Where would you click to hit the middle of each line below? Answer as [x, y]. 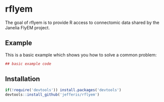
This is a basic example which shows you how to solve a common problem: [81, 55]
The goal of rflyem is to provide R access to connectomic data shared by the [82, 22]
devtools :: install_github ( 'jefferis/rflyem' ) [52, 95]
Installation [23, 79]
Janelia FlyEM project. [27, 27]
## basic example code [28, 64]
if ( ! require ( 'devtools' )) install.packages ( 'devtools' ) [63, 90]
